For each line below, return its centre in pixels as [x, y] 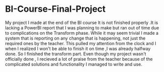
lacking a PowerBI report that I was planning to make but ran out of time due [82, 27]
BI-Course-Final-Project [55, 9]
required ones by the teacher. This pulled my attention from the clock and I [81, 43]
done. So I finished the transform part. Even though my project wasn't [76, 54]
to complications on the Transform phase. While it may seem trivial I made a [82, 33]
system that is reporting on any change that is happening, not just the [75, 38]
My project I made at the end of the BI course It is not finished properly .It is [82, 23]
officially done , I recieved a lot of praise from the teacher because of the [79, 59]
